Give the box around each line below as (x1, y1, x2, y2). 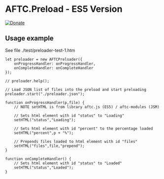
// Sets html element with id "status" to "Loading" (14, 113, 125, 118)
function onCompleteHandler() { (5, 156, 71, 161)
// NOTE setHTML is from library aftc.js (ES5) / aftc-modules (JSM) (14, 104, 160, 109)
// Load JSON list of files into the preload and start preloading (5, 87, 147, 92)
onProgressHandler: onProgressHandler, (14, 61, 96, 66)
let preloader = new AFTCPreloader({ (5, 57, 83, 62)
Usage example (5, 34, 54, 43)
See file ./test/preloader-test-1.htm (5, 47, 75, 53)
